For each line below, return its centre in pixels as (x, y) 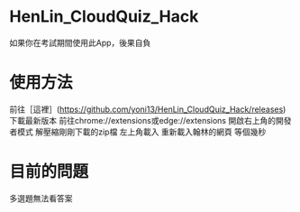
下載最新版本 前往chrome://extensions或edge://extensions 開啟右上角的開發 (150, 120)
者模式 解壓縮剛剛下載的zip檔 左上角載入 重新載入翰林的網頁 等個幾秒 (138, 132)
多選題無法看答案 (41, 198)
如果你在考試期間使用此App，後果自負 (80, 42)
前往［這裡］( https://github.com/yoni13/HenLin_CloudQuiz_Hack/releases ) (148, 109)
